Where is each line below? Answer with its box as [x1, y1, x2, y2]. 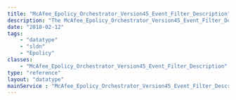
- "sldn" [20, 43, 46, 50]
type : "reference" [7, 69, 61, 76]
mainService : [7, 82, 49, 89]
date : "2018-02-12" [7, 23, 65, 30]
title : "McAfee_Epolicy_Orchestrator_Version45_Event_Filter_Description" [7, 10, 231, 18]
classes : [7, 56, 33, 63]
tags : [7, 30, 23, 37]
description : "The [7, 17, 61, 24]
